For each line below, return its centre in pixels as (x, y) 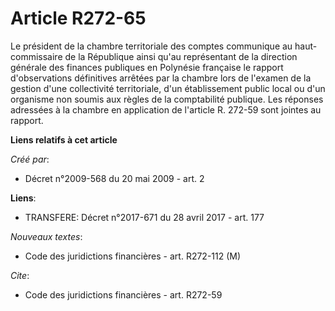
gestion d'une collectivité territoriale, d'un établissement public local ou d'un (168, 88)
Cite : (20, 275)
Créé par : (30, 159)
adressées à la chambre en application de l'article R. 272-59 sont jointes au (166, 109)
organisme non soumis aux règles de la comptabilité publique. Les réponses (167, 99)
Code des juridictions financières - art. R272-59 (123, 294)
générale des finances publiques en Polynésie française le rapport (147, 67)
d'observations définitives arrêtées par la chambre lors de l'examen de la (161, 78)
